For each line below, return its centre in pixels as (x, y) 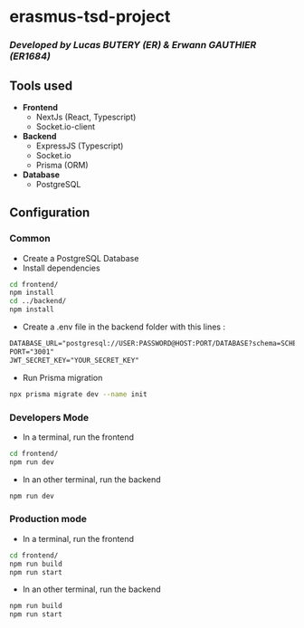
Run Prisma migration (62, 377)
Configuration (50, 213)
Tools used (41, 86)
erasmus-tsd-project (90, 17)
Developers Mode (49, 417)
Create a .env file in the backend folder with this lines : (124, 327)
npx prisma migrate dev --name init (78, 394)
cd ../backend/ (38, 301)
